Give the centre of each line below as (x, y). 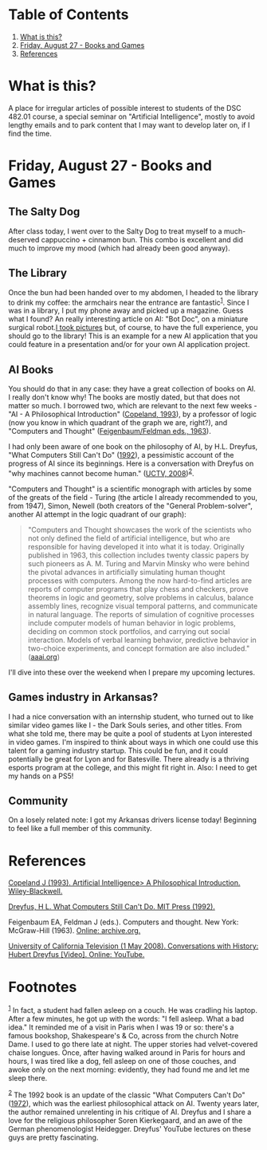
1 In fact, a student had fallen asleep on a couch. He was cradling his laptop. (133, 1009)
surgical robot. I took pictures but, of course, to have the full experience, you (133, 328)
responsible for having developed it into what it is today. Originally (136, 546)
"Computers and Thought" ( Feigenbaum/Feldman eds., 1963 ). (110, 431)
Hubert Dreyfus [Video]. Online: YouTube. (77, 955)
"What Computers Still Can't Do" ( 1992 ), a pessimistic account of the (121, 455)
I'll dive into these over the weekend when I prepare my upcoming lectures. (132, 672)
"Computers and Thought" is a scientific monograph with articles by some (130, 489)
